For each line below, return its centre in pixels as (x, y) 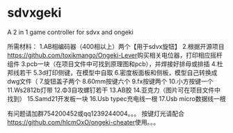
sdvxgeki (34, 13)
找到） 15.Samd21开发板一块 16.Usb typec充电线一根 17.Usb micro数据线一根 (116, 98)
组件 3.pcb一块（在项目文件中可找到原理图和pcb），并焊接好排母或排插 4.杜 (115, 63)
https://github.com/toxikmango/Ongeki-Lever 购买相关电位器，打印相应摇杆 (115, 55)
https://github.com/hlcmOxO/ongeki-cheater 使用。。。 (83, 122)
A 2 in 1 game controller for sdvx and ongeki (70, 32)
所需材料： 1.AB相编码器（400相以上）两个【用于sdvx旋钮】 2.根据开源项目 (116, 46)
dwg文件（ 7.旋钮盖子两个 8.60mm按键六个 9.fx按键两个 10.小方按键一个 (110, 81)
